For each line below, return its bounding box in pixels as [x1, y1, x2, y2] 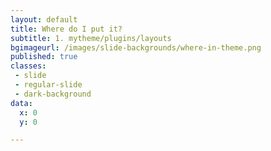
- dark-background [14, 89, 92, 99]
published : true [10, 52, 78, 62]
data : [10, 98, 33, 108]
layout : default [10, 14, 78, 25]
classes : [10, 61, 47, 71]
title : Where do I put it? [10, 24, 123, 34]
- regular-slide [14, 80, 83, 90]
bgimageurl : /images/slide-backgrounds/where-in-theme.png [10, 42, 262, 53]
